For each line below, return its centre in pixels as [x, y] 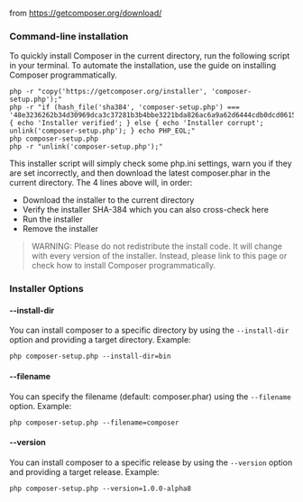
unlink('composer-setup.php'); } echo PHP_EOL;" [102, 131]
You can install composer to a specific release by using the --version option [151, 462]
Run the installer [53, 219]
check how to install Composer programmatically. [124, 266]
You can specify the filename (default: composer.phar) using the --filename [150, 397]
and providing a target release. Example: [84, 471]
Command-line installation [69, 36]
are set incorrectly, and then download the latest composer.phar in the [140, 173]
